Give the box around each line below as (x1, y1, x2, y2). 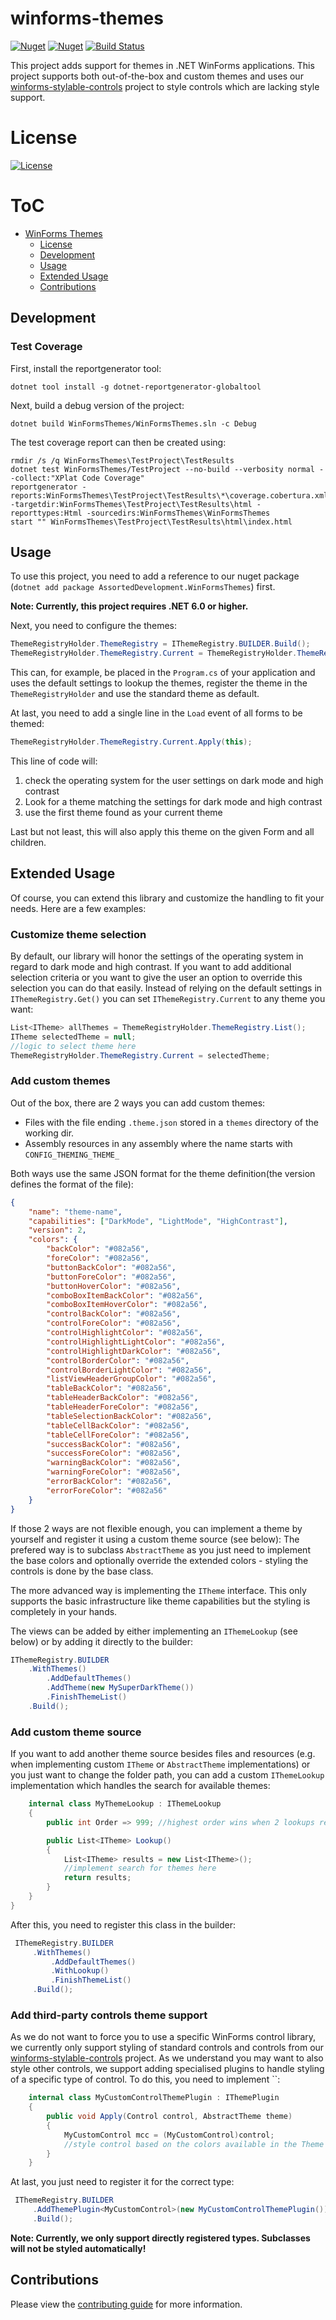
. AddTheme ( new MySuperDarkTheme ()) (46, 1683, 195, 1693)
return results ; (63, 1873, 132, 1883)
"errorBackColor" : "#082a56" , (46, 1477, 172, 1487)
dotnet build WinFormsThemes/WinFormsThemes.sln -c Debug (10, 418, 257, 429)
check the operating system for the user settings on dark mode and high (24, 774, 324, 786)
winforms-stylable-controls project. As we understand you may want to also (10, 2052, 324, 2064)
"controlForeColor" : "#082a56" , (46, 1318, 182, 1329)
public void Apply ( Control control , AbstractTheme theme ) (46, 2112, 293, 2122)
